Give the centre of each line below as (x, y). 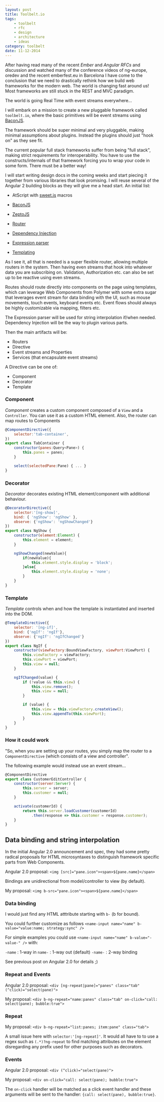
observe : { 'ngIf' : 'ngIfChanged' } (49, 637)
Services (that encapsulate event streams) (55, 357)
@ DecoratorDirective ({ (28, 508)
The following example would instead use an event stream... (66, 765)
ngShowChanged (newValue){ (40, 553)
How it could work (27, 740)
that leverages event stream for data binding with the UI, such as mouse (78, 297)
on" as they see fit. (24, 140)
